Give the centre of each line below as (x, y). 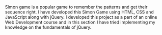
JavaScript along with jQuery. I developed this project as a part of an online (81, 17)
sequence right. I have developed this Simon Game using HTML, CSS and (79, 12)
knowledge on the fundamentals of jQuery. (48, 27)
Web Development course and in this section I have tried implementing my (80, 22)
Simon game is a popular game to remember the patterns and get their (76, 7)
